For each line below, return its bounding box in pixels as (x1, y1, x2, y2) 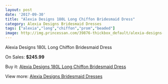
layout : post (5, 7, 32, 12)
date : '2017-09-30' (5, 12, 46, 17)
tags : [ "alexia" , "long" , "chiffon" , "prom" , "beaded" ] (5, 26, 115, 31)
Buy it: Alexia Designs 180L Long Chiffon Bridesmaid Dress (5, 63, 126, 69)
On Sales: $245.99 (5, 54, 44, 60)
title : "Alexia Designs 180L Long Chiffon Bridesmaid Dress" (5, 16, 135, 21)
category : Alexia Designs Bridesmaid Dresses (5, 21, 101, 26)
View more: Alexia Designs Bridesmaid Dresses (5, 73, 102, 79)
